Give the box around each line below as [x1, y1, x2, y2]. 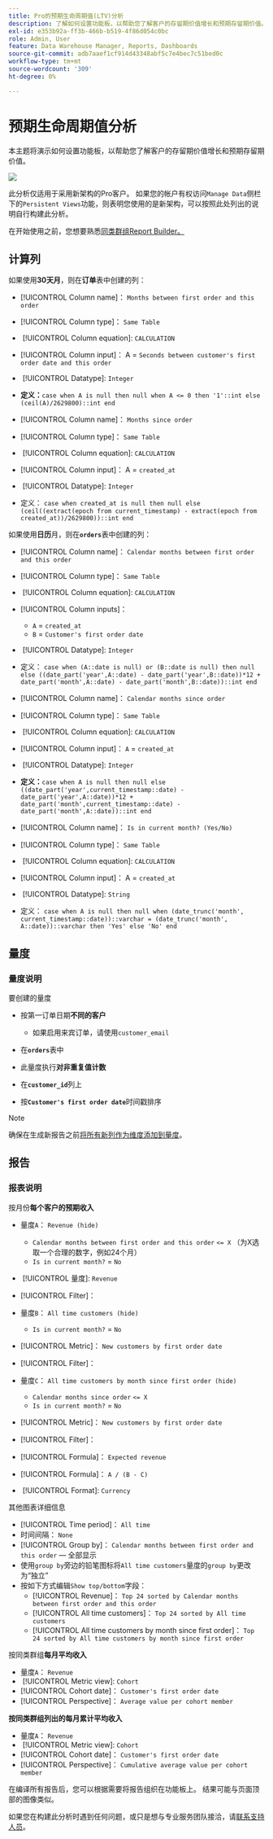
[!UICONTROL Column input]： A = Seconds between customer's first [19, 350, 256, 360]
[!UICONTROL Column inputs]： [19, 604, 128, 615]
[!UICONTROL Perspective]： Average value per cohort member [19, 1696, 234, 1705]
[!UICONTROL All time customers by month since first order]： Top [32, 1625, 254, 1635]
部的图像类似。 [8, 1794, 58, 1804]
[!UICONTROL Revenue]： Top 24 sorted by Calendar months [32, 1591, 239, 1600]
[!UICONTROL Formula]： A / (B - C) [19, 1469, 149, 1478]
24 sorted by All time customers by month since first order [32, 1634, 244, 1643]
